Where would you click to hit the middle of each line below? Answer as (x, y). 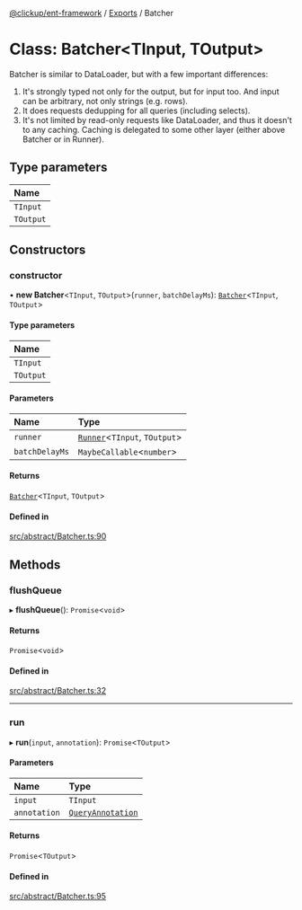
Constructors (48, 250)
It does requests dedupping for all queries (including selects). (136, 110)
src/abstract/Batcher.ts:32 (58, 691)
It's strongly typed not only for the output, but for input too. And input (151, 91)
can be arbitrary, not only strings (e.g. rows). (105, 101)
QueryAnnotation (103, 813)
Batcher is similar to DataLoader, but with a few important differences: (139, 74)
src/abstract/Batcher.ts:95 (58, 897)
